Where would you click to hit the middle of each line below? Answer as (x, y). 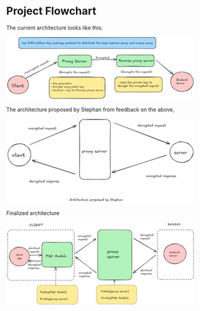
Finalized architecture (33, 213)
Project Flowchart (51, 11)
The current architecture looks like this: (54, 28)
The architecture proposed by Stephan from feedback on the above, (90, 109)
